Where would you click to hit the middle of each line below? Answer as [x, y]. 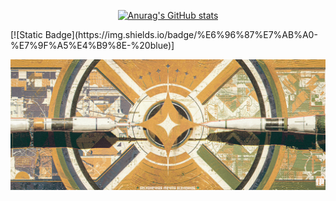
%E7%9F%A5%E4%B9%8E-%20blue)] [92, 45]
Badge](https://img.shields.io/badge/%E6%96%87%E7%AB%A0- [181, 34]
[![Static [26, 34]
